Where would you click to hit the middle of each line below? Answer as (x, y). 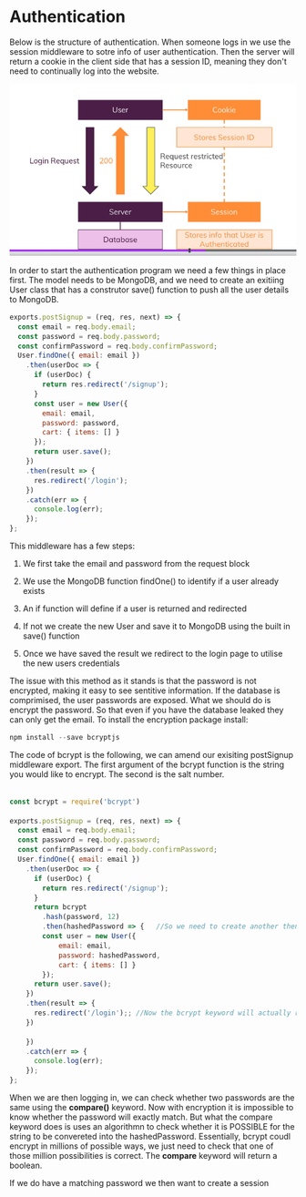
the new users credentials (71, 663)
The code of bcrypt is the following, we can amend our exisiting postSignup (152, 754)
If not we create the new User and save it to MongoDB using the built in (157, 627)
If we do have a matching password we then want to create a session (139, 1183)
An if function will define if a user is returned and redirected (135, 609)
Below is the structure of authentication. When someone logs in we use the (150, 42)
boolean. (26, 1166)
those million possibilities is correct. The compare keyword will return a (143, 1156)
